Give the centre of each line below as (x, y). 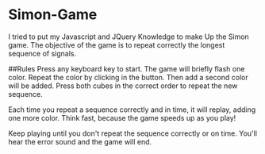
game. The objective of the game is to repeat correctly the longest (117, 44)
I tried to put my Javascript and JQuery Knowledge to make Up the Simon (129, 37)
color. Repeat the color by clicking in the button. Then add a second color (128, 77)
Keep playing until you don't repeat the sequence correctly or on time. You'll (133, 133)
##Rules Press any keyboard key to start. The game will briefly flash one (127, 68)
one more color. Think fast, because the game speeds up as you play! (122, 117)
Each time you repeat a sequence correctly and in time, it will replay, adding (132, 110)
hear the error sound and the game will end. (80, 141)
